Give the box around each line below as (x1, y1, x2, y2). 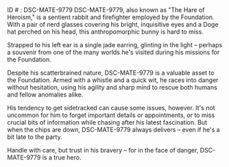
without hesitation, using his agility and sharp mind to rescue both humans (7, 83, 217, 91)
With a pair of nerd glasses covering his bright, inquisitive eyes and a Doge (7, 21, 219, 28)
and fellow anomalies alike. (7, 90, 84, 99)
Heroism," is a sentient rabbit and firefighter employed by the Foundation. (7, 13, 215, 21)
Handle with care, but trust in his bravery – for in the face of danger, (7, 146, 199, 154)
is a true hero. (42, 153, 82, 162)
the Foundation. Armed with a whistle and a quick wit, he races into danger (7, 76, 219, 84)
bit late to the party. (7, 133, 63, 141)
